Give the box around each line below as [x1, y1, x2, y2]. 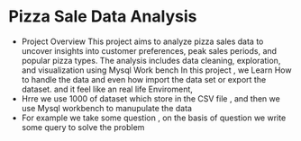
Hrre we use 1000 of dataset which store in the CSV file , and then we [21, 93, 280, 104]
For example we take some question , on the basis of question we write [21, 112, 287, 123]
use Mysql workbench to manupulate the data [21, 102, 193, 113]
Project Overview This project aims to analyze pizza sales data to [21, 36, 264, 47]
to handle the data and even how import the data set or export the [21, 74, 267, 84]
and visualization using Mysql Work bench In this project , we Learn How [21, 65, 292, 75]
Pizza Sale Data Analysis [8, 6, 197, 27]
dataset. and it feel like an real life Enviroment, [21, 84, 193, 94]
